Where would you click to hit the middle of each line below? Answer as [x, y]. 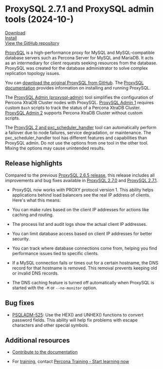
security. [21, 239]
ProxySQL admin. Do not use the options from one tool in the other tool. [77, 143]
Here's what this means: [36, 200]
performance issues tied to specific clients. [55, 253]
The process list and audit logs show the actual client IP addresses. [80, 224]
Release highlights [34, 163]
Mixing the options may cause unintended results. [55, 148]
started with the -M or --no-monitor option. [54, 288]
